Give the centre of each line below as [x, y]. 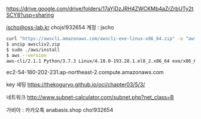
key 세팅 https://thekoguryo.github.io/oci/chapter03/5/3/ [76, 85]
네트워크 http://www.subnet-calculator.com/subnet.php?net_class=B [90, 97]
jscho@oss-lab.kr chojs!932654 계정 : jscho [60, 27]
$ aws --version [26, 55]
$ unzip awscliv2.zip [33, 44]
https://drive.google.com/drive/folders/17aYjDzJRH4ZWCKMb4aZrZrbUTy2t [100, 9]
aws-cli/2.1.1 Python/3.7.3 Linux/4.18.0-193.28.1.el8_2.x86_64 [88, 61]
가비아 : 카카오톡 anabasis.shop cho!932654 [60, 110]
